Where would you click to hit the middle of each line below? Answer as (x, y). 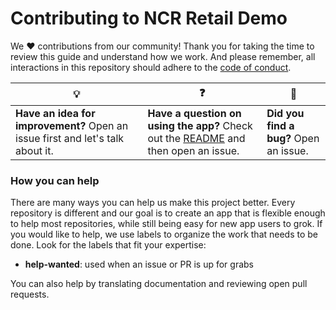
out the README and (196, 138)
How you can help (55, 180)
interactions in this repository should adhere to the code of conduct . (151, 67)
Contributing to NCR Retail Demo (149, 18)
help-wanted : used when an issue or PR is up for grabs (139, 264)
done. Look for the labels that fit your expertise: (108, 245)
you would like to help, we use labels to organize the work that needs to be (164, 234)
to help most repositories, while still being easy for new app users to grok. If (166, 224)
